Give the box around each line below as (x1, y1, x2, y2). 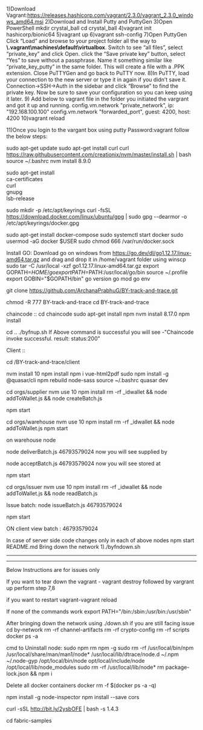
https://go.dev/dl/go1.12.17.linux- (112, 250, 192, 256)
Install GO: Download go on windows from (6, 250, 112, 256)
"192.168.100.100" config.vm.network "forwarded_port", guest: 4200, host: (6, 108, 191, 115)
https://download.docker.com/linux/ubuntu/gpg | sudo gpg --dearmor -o (6, 213, 187, 220)
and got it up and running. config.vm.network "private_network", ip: (6, 102, 175, 108)
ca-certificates (6, 176, 43, 182)
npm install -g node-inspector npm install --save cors (6, 694, 140, 700)
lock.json (6, 670, 29, 677)
